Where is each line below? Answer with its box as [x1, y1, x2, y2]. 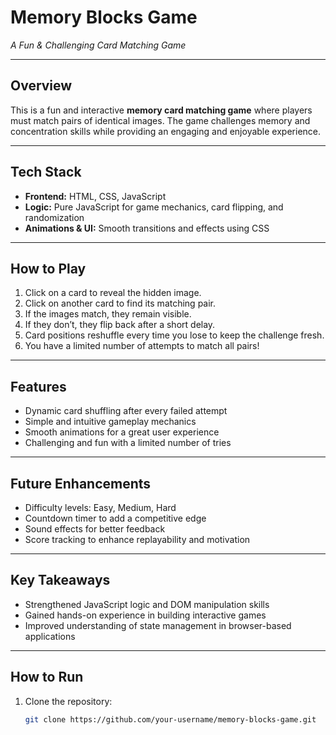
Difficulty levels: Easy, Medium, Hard [24, 502, 177, 513]
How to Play [10, 260, 87, 277]
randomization [24, 211, 85, 223]
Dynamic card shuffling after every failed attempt [24, 405, 228, 417]
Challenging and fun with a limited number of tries [24, 437, 232, 449]
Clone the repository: [24, 695, 113, 707]
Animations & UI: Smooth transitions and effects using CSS [24, 222, 270, 234]
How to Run [10, 669, 84, 686]
